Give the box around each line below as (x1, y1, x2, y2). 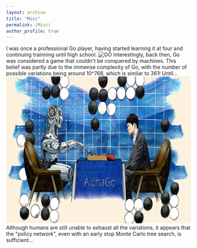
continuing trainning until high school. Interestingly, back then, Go (6, 51, 180, 58)
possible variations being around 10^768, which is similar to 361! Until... (6, 70, 178, 77)
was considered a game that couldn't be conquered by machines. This (6, 58, 176, 65)
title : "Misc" (6, 15, 41, 22)
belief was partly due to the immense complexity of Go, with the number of (6, 63, 188, 71)
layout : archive (6, 9, 46, 15)
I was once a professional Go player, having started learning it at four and (6, 45, 184, 52)
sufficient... (6, 237, 33, 244)
